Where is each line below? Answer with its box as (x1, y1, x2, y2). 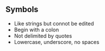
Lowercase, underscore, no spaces (13, 38, 100, 45)
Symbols (5, 5, 39, 14)
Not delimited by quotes (13, 32, 72, 39)
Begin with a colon (13, 26, 59, 33)
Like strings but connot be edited (13, 20, 94, 27)
